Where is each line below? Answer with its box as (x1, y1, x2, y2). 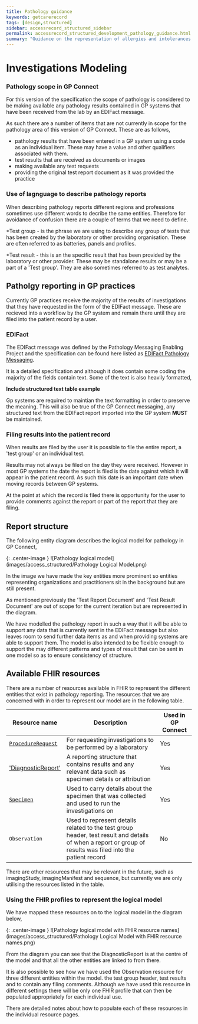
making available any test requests (14, 163, 99, 170)
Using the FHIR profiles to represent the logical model (6, 895, 162, 904)
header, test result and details (66, 830, 149, 839)
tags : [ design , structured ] (6, 19, 72, 25)
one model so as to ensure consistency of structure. (6, 652, 133, 659)
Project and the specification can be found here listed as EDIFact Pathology (6, 349, 190, 357)
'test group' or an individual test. (6, 450, 85, 457)
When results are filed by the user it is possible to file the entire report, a (6, 444, 181, 451)
